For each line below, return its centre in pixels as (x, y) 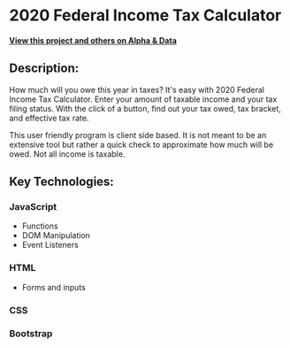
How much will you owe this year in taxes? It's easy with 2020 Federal (137, 89)
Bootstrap (31, 334)
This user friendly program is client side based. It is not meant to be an (138, 135)
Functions (40, 226)
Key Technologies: (62, 181)
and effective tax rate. (49, 118)
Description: (44, 69)
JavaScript (33, 206)
